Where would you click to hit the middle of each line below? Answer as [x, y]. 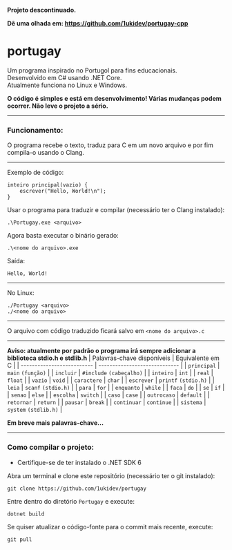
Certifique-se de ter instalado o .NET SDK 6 [79, 462]
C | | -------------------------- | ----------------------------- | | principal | [114, 366]
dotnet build [26, 514]
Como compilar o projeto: [51, 447]
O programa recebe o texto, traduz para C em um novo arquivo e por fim [110, 145]
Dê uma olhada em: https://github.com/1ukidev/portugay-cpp [98, 23]
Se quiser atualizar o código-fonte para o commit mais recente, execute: [110, 527]
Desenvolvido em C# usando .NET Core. [65, 77]
